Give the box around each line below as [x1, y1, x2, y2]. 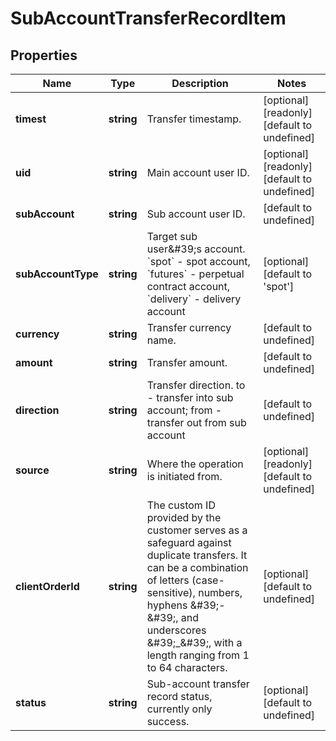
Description [171, 77, 229, 90]
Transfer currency [146, 321, 232, 334]
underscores [146, 623, 207, 637]
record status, [146, 690, 213, 703]
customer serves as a [146, 523, 248, 537]
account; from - [146, 403, 223, 417]
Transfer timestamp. [146, 112, 242, 126]
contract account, [146, 280, 231, 293]
